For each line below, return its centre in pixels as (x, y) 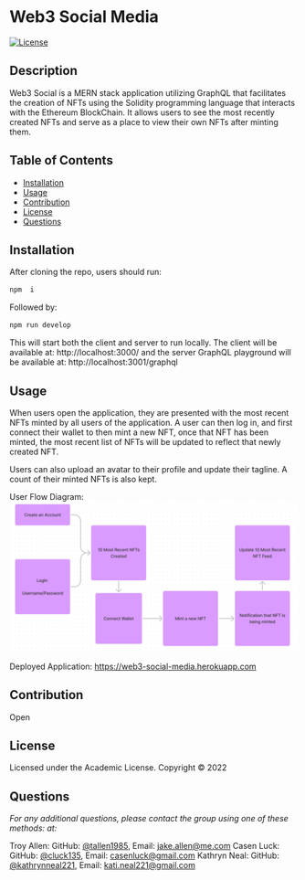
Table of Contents (62, 160)
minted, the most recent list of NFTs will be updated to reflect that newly (145, 441)
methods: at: (33, 828)
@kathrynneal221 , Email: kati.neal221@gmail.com (103, 865)
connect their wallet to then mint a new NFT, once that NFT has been (139, 432)
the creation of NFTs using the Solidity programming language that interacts (152, 102)
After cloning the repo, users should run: (86, 272)
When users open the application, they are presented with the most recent (149, 412)
